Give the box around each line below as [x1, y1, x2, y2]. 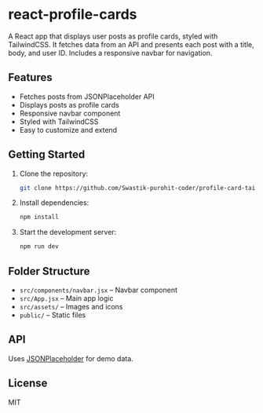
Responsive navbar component [19, 108, 121, 118]
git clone [19, 184, 53, 192]
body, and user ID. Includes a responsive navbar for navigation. [8, 48, 213, 57]
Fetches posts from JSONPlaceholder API [19, 92, 155, 101]
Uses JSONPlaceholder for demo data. [8, 353, 133, 363]
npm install [19, 214, 59, 221]
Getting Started [8, 148, 86, 162]
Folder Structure [8, 265, 90, 278]
